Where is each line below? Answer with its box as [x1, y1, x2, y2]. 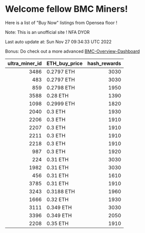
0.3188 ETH [46, 188, 75, 195]
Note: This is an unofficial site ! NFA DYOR [5, 29, 90, 35]
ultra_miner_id [7, 60, 42, 67]
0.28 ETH [46, 92, 69, 99]
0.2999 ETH [46, 100, 75, 107]
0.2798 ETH [46, 84, 75, 91]
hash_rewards [87, 60, 121, 67]
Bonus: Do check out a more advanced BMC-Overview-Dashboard [5, 48, 140, 54]
